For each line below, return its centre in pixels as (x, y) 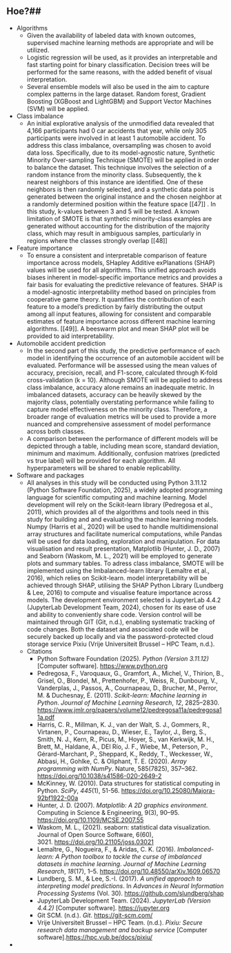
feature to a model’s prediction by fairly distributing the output (115, 306)
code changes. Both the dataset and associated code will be (112, 629)
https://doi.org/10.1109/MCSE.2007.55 (90, 820)
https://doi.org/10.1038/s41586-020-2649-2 (99, 776)
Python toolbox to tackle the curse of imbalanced (131, 856)
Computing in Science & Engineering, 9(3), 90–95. (108, 812)
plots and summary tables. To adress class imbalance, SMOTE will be (125, 563)
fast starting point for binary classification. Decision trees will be (118, 64)
